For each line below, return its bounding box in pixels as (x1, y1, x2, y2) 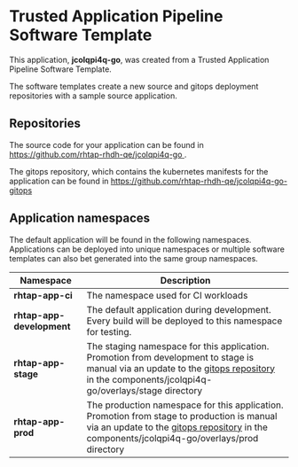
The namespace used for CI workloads (86, 289, 248, 301)
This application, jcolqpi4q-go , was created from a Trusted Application (9, 54, 270, 65)
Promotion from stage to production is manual (86, 409, 278, 422)
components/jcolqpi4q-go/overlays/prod (86, 432, 259, 444)
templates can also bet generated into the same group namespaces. (9, 253, 259, 263)
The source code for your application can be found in (9, 139, 204, 150)
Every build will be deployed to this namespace (86, 315, 283, 327)
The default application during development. (86, 303, 272, 315)
